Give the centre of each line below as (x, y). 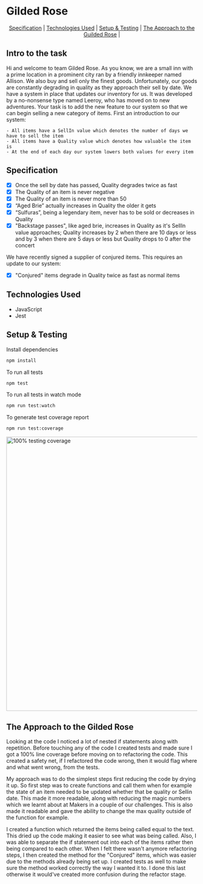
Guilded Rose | (102, 34)
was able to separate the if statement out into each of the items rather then (100, 842)
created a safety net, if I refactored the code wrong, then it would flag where (102, 760)
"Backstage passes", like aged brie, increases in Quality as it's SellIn (100, 225)
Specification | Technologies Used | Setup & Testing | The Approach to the (102, 28)
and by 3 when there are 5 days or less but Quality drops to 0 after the (103, 239)
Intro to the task (37, 54)
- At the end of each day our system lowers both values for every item (100, 152)
